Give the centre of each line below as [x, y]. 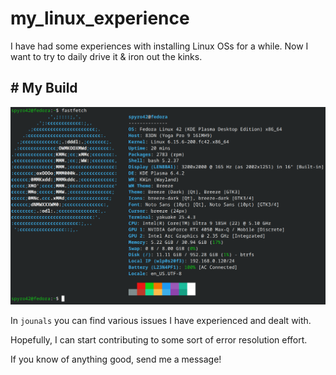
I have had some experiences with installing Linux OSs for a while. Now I [159, 46]
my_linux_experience [100, 18]
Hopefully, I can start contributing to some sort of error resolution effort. [159, 340]
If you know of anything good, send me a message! [116, 359]
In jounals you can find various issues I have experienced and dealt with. [161, 321]
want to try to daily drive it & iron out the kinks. [106, 56]
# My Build [44, 88]
